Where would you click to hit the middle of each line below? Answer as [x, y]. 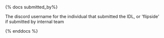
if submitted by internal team [35, 22]
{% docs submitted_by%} [32, 7]
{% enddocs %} [22, 31]
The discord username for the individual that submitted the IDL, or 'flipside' [82, 16]
